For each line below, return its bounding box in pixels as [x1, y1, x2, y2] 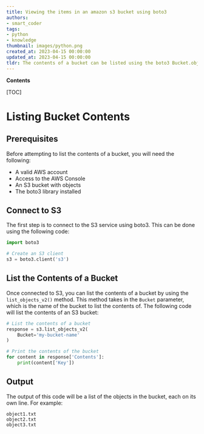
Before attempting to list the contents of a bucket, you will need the [6, 150, 175, 157]
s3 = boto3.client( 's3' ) [6, 256, 69, 262]
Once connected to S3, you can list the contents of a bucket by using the [6, 289, 189, 296]
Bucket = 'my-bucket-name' [17, 332, 80, 338]
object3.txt [6, 421, 36, 428]
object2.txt [6, 416, 36, 422]
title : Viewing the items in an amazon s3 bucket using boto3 [6, 9, 167, 15]
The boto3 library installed [15, 187, 81, 195]
